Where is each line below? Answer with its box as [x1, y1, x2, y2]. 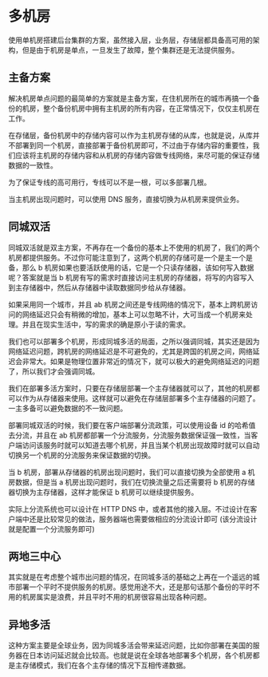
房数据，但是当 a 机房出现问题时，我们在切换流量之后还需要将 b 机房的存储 [8, 477, 255, 487]
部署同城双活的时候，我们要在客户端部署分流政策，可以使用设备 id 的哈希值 [8, 420, 256, 430]
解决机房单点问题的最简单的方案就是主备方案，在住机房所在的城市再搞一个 [8, 93, 253, 103]
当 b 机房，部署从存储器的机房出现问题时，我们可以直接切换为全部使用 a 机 [8, 467, 255, 477]
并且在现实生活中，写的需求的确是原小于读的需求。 [22, 319, 190, 329]
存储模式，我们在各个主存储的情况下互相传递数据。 [22, 660, 190, 671]
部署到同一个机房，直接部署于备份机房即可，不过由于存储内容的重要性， [14, 141, 253, 150]
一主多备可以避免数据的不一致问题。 [8, 403, 128, 413]
